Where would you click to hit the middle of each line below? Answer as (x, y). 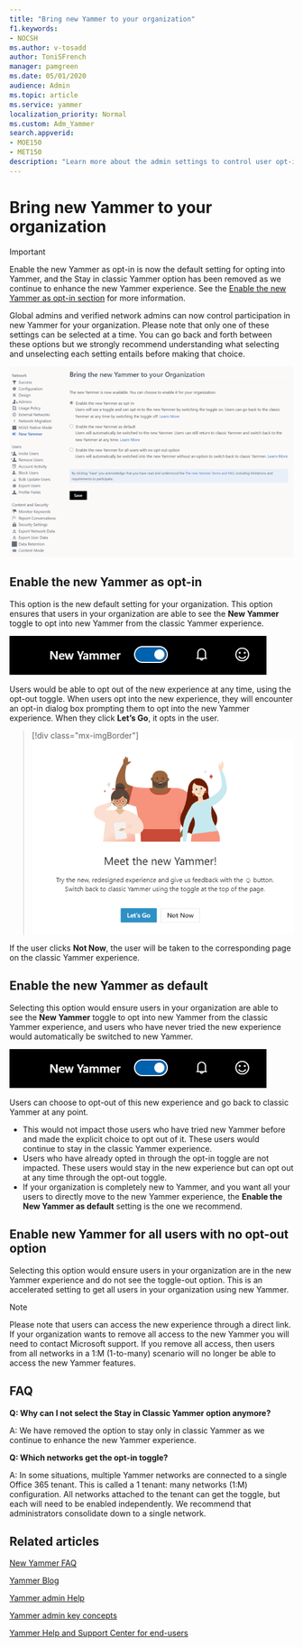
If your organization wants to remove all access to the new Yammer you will (150, 1334)
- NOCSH (24, 38)
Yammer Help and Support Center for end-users (99, 1633)
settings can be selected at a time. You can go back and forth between (141, 335)
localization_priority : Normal (68, 114)
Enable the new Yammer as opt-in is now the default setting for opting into (147, 269)
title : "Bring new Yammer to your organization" (102, 19)
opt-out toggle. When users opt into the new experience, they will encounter (151, 698)
